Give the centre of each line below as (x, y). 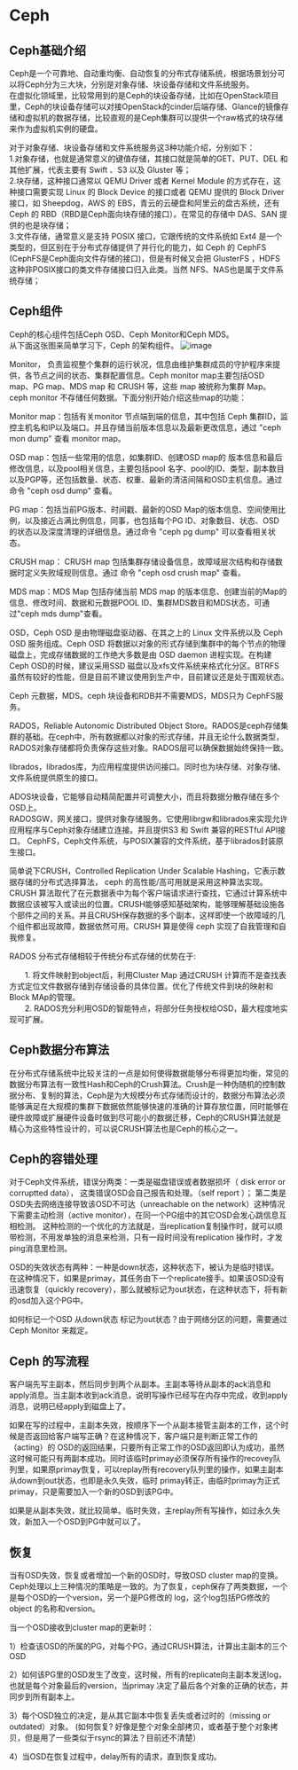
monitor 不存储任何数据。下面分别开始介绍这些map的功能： (138, 397)
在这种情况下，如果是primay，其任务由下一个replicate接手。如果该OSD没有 (147, 1279)
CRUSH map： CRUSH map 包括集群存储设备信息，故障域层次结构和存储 (142, 561)
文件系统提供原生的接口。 (56, 778)
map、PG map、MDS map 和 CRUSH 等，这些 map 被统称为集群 (127, 386)
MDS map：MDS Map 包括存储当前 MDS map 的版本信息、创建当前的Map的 (148, 591)
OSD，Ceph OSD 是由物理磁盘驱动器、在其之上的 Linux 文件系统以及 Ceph (146, 632)
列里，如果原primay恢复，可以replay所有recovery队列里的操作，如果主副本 (146, 1469)
